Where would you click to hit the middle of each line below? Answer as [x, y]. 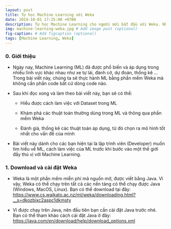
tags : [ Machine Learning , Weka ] [39, 39]
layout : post [19, 10]
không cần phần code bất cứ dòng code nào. [60, 83]
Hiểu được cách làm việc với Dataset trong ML [69, 103]
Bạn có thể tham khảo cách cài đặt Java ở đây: [62, 216]
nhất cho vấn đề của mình [47, 134]
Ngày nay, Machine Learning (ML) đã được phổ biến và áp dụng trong [86, 67]
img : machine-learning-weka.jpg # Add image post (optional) [72, 29]
